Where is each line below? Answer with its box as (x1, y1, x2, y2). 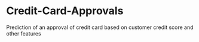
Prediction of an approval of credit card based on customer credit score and (6, 24, 194, 31)
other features (6, 30, 42, 37)
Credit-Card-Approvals (6, 4, 124, 18)
